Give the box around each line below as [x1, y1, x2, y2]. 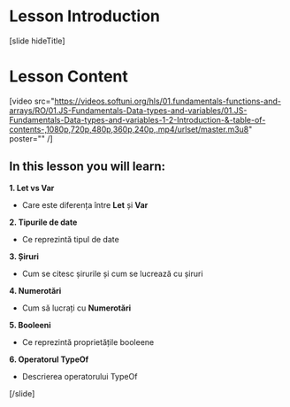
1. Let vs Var [9, 182, 55, 193]
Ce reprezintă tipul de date [21, 234, 119, 244]
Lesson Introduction [9, 6, 161, 27]
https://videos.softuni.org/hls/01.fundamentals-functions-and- [54, 96, 281, 106]
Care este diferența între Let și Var [21, 199, 149, 210]
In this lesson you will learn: [9, 159, 166, 174]
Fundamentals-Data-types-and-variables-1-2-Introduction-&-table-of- [9, 114, 266, 125]
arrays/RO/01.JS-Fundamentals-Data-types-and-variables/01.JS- [9, 104, 248, 116]
